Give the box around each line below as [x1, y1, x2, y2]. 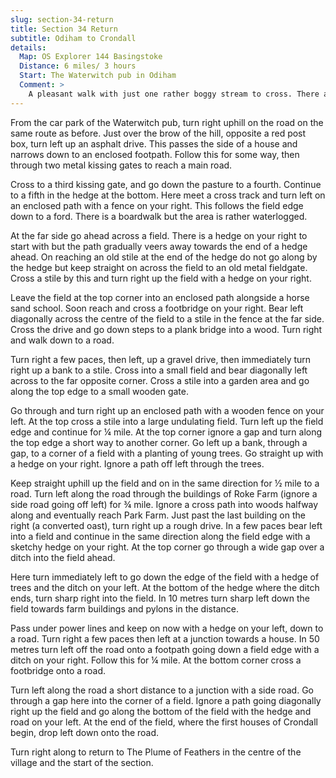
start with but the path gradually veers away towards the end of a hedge [10, 240, 308, 252]
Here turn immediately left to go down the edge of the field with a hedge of [10, 571, 320, 583]
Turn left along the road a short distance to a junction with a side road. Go [10, 684, 314, 696]
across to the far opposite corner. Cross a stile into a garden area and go [10, 374, 310, 386]
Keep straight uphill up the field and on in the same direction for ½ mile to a [10, 477, 320, 489]
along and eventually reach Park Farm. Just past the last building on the [10, 509, 306, 521]
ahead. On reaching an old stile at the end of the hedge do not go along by [10, 251, 318, 263]
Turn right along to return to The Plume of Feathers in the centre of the [10, 746, 302, 758]
